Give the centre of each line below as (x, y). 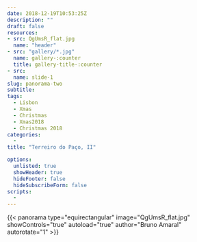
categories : (24, 134)
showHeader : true (38, 172)
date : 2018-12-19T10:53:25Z (47, 13)
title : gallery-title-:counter (58, 64)
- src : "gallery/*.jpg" (41, 52)
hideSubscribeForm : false (50, 185)
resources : (23, 33)
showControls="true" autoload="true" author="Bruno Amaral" (94, 225)
